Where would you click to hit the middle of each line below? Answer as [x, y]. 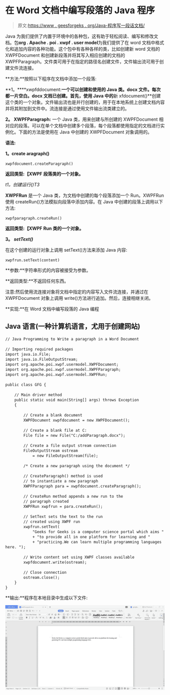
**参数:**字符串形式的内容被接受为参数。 [48, 270]
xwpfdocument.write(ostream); [55, 562]
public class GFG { [26, 385]
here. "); [16, 547]
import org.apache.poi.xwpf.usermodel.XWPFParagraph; [63, 369]
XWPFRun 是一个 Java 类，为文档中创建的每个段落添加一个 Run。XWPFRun [85, 195]
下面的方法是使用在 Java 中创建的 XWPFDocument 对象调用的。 [85, 132]
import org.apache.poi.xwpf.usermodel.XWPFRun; [56, 374]
